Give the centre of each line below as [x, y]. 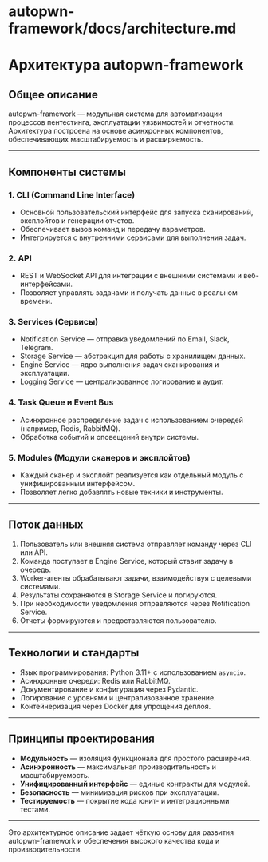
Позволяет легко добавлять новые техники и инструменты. [121, 492]
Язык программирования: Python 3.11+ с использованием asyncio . [133, 672]
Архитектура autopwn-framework [126, 65]
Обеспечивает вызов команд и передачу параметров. [112, 229]
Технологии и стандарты [74, 653]
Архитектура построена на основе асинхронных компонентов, [116, 131]
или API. [33, 552]
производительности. [45, 849]
